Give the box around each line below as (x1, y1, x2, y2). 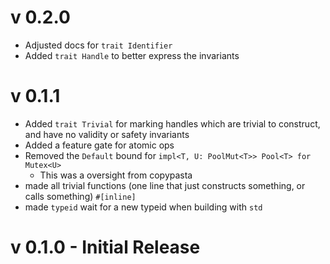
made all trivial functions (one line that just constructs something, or (24, 179, 306, 191)
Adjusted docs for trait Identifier (24, 39, 173, 51)
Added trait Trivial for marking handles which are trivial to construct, (24, 117, 321, 130)
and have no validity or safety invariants (24, 128, 190, 140)
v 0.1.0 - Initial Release (10, 236, 201, 259)
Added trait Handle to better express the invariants (24, 49, 240, 61)
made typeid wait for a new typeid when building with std (24, 201, 263, 213)
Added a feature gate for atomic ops (24, 139, 175, 151)
